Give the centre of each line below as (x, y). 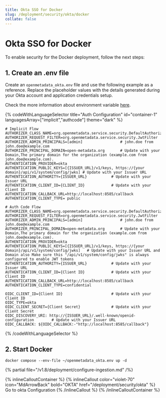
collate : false (21, 19)
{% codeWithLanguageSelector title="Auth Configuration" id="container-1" (81, 115)
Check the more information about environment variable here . (68, 105)
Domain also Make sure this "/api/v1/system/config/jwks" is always (77, 255)
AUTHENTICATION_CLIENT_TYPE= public (43, 199)
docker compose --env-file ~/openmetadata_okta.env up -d (66, 360)
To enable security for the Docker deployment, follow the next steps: (75, 57)
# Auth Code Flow (23, 207)
